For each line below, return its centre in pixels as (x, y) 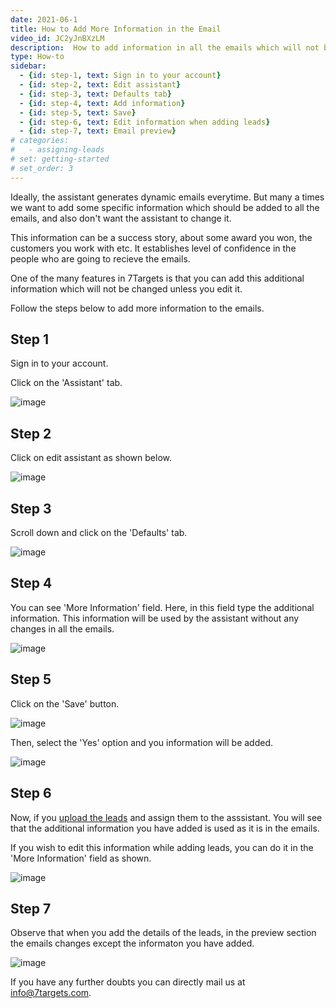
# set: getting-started (60, 159)
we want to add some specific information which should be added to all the (165, 207)
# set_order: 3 (42, 168)
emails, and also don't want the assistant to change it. (121, 218)
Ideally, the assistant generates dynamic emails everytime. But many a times (167, 197)
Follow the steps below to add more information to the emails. (137, 308)
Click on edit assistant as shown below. (91, 458)
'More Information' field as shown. (81, 858)
